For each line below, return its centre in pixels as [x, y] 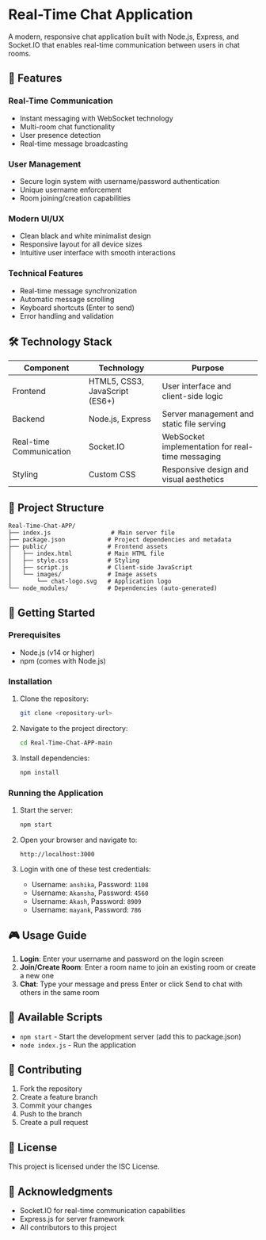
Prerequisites [34, 635]
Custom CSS [112, 475]
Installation [30, 681]
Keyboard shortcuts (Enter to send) [77, 308]
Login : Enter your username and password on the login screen [122, 959]
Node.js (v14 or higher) [57, 653]
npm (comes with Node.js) [63, 660]
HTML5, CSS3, [116, 381]
